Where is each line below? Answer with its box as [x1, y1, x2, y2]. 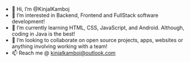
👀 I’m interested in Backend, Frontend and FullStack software [11, 12, 159, 19]
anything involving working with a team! [11, 43, 108, 50]
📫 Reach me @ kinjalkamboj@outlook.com [11, 50, 116, 56]
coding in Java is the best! [11, 30, 75, 37]
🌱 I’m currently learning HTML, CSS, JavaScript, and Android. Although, [11, 24, 185, 31]
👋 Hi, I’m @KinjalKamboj [11, 6, 70, 12]
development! [11, 18, 45, 25]
